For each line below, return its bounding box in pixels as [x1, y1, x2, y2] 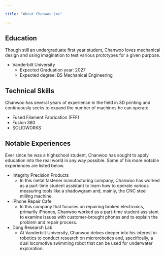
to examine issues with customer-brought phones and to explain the [19, 214, 158, 220]
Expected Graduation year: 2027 [19, 67, 86, 73]
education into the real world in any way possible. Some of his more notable [5, 158, 159, 163]
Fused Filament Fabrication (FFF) [12, 114, 80, 121]
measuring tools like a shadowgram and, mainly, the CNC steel [19, 188, 147, 194]
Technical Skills [5, 87, 55, 95]
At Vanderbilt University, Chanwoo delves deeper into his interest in [19, 230, 157, 236]
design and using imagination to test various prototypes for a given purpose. [5, 52, 161, 58]
